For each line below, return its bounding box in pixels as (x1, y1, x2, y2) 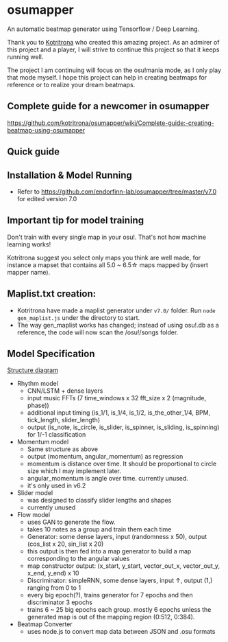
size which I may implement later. (27, 467, 122, 475)
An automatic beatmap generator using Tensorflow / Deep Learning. (7, 25, 200, 33)
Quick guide (7, 146, 60, 158)
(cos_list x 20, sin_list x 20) (27, 540, 104, 548)
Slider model (16, 489, 53, 497)
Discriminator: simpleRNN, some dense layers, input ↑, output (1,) (27, 576, 213, 585)
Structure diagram (7, 366, 58, 374)
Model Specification (7, 347, 95, 359)
